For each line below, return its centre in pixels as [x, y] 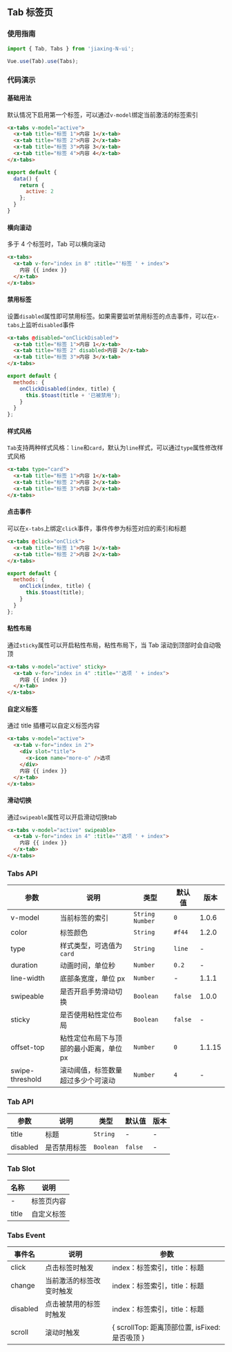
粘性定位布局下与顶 [91, 1038]
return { [32, 185]
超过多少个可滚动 [88, 1081]
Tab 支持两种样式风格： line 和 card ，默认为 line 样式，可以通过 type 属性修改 [112, 447]
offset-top [28, 1048]
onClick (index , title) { [55, 586]
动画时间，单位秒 [88, 965]
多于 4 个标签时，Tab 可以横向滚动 [56, 244]
